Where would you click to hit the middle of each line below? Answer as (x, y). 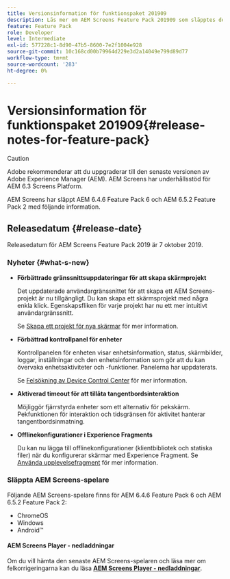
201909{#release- (152, 125)
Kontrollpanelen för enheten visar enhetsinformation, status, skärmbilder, (120, 352)
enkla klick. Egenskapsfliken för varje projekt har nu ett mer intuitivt (112, 305)
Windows (30, 523)
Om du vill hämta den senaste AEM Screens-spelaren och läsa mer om (107, 561)
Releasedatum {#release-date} (75, 228)
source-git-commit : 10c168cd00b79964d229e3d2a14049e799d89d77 (98, 52)
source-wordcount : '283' (42, 64)
